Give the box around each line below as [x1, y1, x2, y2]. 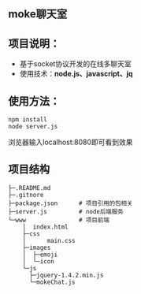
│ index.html [22, 223, 69, 231]
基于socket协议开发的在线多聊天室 [19, 59, 132, 69]
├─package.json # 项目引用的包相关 [8, 199, 133, 207]
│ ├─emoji [22, 251, 58, 259]
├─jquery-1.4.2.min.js [28, 271, 104, 279]
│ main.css [22, 236, 76, 244]
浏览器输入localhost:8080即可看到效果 [8, 137, 133, 147]
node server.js [8, 123, 58, 131]
